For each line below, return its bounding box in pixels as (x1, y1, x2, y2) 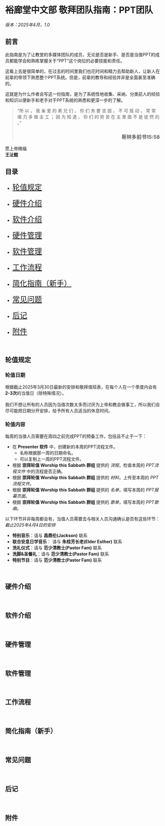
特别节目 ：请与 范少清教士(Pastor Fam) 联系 (12, 557, 102, 563)
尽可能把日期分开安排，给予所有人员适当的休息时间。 (5, 408, 113, 413)
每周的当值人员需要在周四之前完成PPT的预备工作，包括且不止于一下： (5, 433, 147, 439)
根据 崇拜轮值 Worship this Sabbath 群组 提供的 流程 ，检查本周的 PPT (12, 462, 155, 468)
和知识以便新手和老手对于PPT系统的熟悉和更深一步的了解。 (5, 97, 125, 103)
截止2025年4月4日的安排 (5, 522, 56, 528)
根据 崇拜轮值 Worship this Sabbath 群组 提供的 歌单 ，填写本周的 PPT (12, 499, 155, 505)
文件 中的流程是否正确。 (16, 468, 65, 474)
